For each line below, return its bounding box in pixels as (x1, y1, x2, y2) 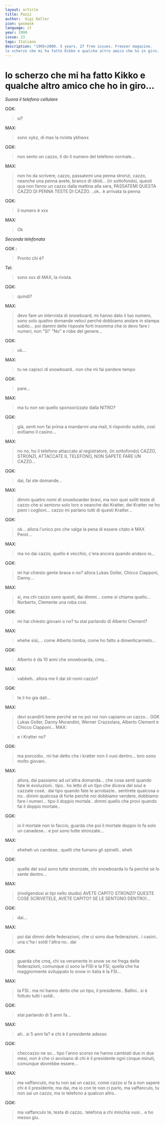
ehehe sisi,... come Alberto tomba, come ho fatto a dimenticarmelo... (17, 638, 156, 644)
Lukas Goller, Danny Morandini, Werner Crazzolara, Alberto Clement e (17, 719, 159, 725)
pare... (17, 385, 30, 392)
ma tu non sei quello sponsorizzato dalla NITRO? (17, 405, 116, 410)
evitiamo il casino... (17, 429, 56, 435)
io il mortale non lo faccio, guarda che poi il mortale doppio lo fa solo (17, 822, 156, 828)
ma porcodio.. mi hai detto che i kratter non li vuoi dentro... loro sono (17, 753, 156, 759)
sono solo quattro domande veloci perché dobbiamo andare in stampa (17, 318, 160, 324)
